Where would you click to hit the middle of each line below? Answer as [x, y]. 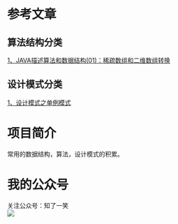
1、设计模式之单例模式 [39, 103]
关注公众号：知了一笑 [38, 205]
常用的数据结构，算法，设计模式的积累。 [65, 154]
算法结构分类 [35, 42]
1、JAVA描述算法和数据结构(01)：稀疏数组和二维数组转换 [89, 60]
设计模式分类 [35, 84]
